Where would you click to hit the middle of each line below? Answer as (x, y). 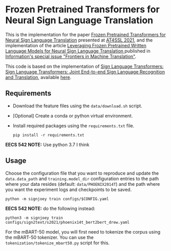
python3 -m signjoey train (34, 218)
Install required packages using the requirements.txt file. (73, 125)
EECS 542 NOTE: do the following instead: (50, 208)
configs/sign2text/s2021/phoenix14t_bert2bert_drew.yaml (68, 222)
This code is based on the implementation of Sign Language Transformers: (84, 66)
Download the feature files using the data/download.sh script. (78, 106)
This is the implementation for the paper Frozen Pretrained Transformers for (85, 34)
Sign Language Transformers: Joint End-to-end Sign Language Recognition (85, 72)
